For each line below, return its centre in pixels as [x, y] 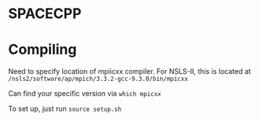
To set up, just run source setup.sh [65, 109]
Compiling [43, 50]
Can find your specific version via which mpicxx [85, 93]
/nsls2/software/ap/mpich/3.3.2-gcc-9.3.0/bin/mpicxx [98, 79]
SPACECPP [45, 14]
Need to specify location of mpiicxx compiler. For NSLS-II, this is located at [129, 71]
